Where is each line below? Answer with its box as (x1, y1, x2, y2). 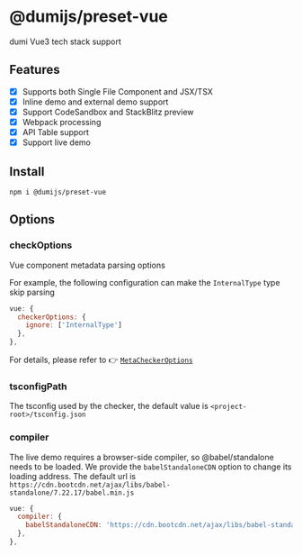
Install (9, 164, 45, 179)
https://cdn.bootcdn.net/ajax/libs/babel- (9, 480, 171, 489)
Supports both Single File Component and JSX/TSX (22, 86, 214, 96)
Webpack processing (22, 116, 102, 127)
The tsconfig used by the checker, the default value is (9, 401, 209, 412)
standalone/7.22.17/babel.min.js (9, 488, 135, 497)
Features (9, 62, 60, 77)
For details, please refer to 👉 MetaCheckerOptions (9, 354, 193, 365)
